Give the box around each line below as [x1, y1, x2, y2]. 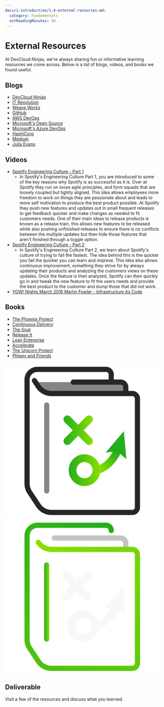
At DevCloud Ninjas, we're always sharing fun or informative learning [5, 57, 144, 62]
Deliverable [5, 683, 41, 691]
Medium [12, 136, 29, 142]
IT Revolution [12, 99, 39, 105]
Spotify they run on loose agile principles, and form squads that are [19, 184, 156, 190]
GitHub [12, 110, 27, 116]
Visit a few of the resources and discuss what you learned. [5, 696, 123, 702]
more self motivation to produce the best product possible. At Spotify [19, 200, 160, 206]
